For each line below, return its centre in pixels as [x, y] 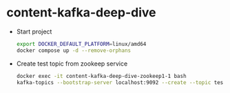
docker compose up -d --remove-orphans [74, 50]
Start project [34, 31]
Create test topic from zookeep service [72, 64]
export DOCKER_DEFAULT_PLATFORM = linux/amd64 [81, 44]
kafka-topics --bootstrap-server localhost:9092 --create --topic [114, 82]
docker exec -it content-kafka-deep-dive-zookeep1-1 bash [101, 76]
